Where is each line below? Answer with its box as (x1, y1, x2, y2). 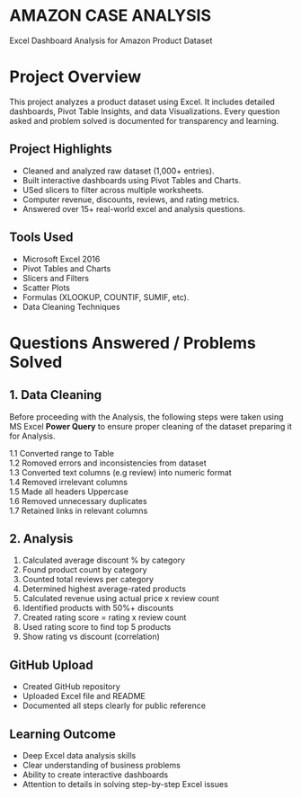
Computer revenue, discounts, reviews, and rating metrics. (22, 194, 240, 205)
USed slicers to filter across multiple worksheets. (22, 184, 205, 195)
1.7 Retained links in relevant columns (9, 505, 148, 516)
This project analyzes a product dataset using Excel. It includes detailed (9, 96, 276, 107)
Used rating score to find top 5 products (22, 622, 172, 633)
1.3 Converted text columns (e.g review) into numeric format (9, 466, 232, 477)
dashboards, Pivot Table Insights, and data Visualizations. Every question (9, 105, 280, 117)
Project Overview (9, 66, 142, 87)
